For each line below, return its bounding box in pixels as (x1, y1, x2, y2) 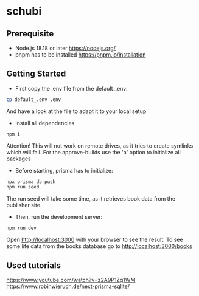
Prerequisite (6, 29, 54, 39)
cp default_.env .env (6, 96, 61, 103)
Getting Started (6, 69, 66, 79)
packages (6, 155, 32, 162)
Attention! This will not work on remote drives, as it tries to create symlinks (6, 142, 194, 150)
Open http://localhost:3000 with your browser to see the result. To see (6, 236, 184, 244)
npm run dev (6, 225, 37, 232)
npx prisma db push (6, 178, 56, 185)
